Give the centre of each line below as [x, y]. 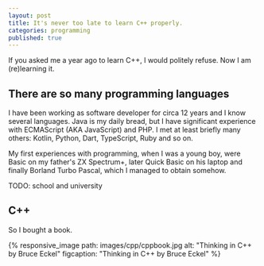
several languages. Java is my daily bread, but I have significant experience [132, 121]
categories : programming [49, 30]
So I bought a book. [41, 229]
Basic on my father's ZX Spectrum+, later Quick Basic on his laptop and [125, 162]
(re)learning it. [31, 69]
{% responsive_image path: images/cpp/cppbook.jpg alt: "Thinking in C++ [130, 245]
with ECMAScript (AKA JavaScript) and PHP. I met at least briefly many [124, 130]
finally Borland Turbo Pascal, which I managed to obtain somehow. [117, 171]
